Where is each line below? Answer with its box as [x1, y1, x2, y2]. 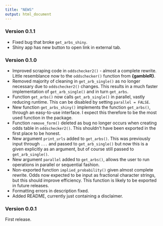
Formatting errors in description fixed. [12, 188, 89, 194]
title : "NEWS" [5, 7, 34, 12]
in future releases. [12, 183, 49, 189]
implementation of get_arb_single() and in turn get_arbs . [12, 89, 129, 95]
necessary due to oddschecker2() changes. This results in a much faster [12, 84, 158, 89]
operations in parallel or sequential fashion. [12, 162, 100, 168]
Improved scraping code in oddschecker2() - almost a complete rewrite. [12, 68, 157, 74]
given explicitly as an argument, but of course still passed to [12, 146, 134, 152]
